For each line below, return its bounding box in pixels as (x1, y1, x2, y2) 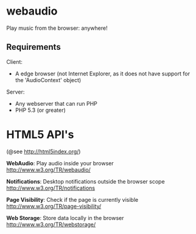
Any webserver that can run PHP (15, 100, 97, 107)
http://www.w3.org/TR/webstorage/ (6, 221, 96, 228)
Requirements (6, 42, 61, 52)
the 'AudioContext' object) (15, 76, 82, 83)
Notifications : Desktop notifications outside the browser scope (6, 177, 166, 185)
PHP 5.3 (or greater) (15, 106, 66, 114)
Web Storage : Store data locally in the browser (6, 214, 124, 221)
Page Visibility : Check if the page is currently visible (6, 196, 139, 203)
